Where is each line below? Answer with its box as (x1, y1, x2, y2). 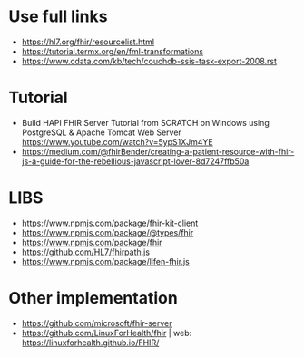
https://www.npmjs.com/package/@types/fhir (21, 227, 194, 237)
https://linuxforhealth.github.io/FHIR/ (21, 337, 160, 348)
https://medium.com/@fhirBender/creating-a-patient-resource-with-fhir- (21, 146, 295, 157)
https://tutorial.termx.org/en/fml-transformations (21, 45, 204, 56)
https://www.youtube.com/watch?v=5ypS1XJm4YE (21, 136, 214, 147)
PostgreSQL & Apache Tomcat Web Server (21, 127, 182, 138)
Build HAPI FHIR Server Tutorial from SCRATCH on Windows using (21, 117, 270, 128)
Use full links (8, 6, 108, 27)
